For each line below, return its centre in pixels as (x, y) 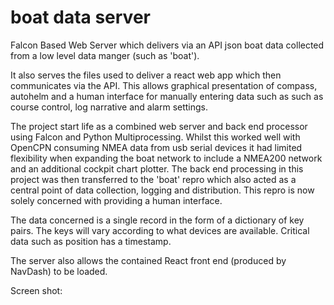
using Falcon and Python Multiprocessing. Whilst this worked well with (155, 137)
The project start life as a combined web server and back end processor (159, 126)
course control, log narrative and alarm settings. (109, 107)
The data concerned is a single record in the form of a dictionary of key (157, 220)
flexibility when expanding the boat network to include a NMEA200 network (166, 158)
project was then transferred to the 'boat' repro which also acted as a (153, 179)
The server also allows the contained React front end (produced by (148, 260)
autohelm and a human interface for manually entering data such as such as (167, 96)
